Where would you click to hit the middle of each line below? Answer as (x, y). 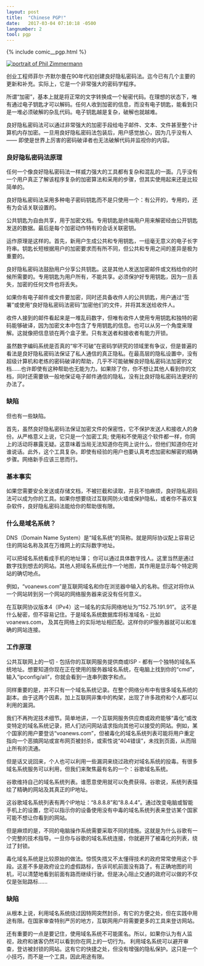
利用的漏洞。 (22, 705)
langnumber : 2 (24, 29)
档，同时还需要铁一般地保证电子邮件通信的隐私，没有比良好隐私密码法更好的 (102, 376)
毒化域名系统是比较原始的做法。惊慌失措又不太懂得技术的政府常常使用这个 (99, 858)
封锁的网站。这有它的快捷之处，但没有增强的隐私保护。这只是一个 (115, 949)
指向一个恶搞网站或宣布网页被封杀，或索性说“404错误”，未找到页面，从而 (99, 741)
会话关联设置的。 (38, 208)
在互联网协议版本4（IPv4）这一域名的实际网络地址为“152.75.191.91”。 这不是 (102, 607)
